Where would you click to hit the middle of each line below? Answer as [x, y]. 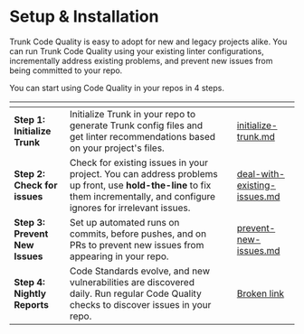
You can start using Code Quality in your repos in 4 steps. [117, 88]
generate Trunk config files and [136, 125]
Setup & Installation [84, 17]
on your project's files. [117, 148]
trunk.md [256, 136]
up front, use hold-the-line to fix [140, 185]
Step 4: [29, 282]
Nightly [30, 293]
